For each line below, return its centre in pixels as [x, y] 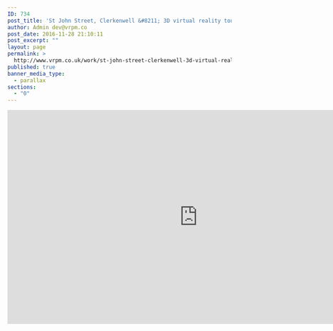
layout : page [27, 47]
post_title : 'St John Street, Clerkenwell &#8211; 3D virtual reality [114, 21]
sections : [22, 87]
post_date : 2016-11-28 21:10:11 [55, 34]
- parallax [30, 80]
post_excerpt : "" [33, 41]
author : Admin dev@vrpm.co [47, 27]
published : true [31, 67]
